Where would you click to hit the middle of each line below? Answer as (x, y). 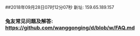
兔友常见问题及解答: (29, 21)
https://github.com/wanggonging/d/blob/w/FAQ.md (70, 28)
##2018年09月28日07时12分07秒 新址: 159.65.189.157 (60, 7)
